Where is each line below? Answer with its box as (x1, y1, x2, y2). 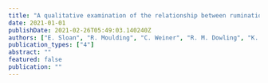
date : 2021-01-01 (8, 19, 66, 27)
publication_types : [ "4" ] (8, 41, 94, 49)
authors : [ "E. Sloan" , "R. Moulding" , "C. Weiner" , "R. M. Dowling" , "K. (8, 33, 259, 42)
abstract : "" (8, 48, 52, 56)
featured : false (8, 56, 62, 64)
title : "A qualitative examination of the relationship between (8, 11, 227, 20)
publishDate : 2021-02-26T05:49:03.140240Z (8, 26, 152, 34)
